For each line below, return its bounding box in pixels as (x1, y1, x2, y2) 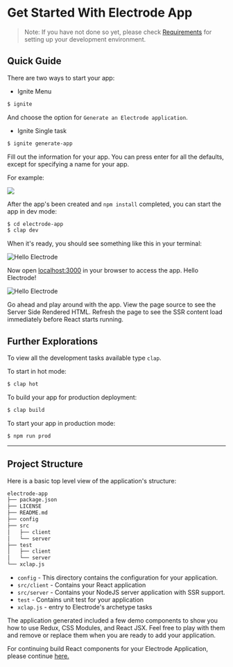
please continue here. (7, 652, 69, 660)
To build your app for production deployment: (7, 393, 137, 401)
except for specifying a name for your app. (7, 159, 130, 168)
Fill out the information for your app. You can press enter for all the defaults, (7, 153, 224, 161)
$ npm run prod (7, 432, 51, 440)
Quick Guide (7, 55, 62, 67)
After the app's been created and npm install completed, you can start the (7, 200, 222, 208)
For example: (7, 173, 45, 182)
